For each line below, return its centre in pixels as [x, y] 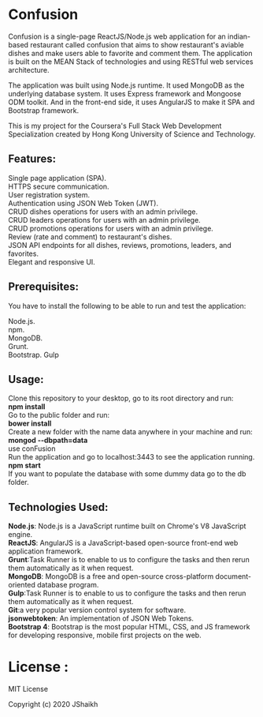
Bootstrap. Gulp [33, 355]
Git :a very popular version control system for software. [97, 610]
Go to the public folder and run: [59, 415]
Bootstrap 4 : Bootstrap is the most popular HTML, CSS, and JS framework [129, 627]
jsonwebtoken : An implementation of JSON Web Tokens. [101, 618]
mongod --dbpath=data [48, 441]
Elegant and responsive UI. [52, 261]
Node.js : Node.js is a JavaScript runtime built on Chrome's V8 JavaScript [127, 526]
